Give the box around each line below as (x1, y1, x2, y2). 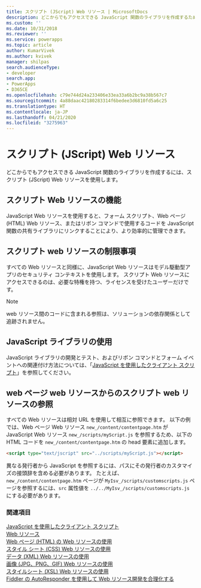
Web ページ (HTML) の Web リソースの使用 (6, 538, 112, 545)
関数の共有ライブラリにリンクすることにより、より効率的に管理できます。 (6, 227, 189, 234)
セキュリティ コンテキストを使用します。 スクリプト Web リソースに (22, 270, 190, 278)
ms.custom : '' (6, 20, 42, 26)
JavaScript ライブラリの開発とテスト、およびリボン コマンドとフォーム (6, 354, 182, 361)
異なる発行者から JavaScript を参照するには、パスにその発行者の (6, 462, 166, 470)
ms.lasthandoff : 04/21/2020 (6, 114, 77, 120)
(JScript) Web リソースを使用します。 (28, 176, 121, 183)
